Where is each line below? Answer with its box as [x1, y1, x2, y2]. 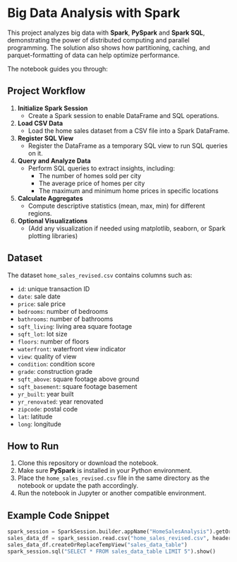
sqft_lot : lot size [17, 329, 68, 338]
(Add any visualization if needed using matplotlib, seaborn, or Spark [28, 224, 226, 233]
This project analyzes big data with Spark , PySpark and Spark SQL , [7, 28, 205, 37]
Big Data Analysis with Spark [7, 5, 181, 21]
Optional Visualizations [17, 216, 88, 225]
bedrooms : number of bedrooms [17, 307, 109, 315]
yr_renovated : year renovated [17, 397, 104, 406]
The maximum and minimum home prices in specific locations [38, 186, 219, 195]
